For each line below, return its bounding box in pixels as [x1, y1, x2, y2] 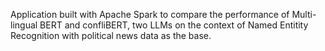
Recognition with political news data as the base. [10, 30, 212, 41]
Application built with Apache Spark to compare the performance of [10, 9, 290, 20]
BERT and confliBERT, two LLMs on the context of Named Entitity [39, 19, 309, 31]
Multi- [291, 9, 317, 20]
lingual [10, 19, 38, 31]
